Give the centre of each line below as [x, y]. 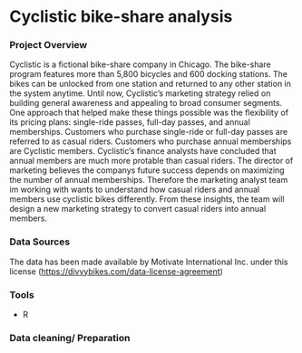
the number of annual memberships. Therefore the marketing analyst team [149, 180]
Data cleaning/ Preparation [70, 338]
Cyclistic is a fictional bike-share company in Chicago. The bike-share [141, 64]
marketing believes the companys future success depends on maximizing [147, 170]
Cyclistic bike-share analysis [121, 17]
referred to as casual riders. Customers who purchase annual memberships [151, 141]
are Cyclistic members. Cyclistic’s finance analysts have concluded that [143, 151]
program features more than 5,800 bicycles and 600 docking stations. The [149, 74]
